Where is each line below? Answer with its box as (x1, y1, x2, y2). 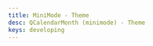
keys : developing (8, 26, 65, 34)
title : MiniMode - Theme (8, 11, 89, 19)
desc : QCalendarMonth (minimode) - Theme (8, 19, 146, 27)
